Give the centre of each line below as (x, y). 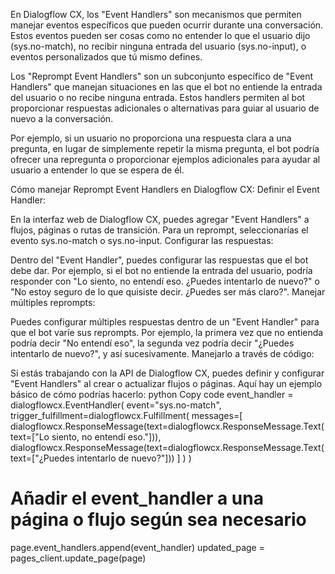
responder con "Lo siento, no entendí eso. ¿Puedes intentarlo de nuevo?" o (165, 281)
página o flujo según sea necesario (158, 520)
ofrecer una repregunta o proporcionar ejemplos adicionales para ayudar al (165, 159)
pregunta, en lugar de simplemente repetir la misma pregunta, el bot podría (165, 148)
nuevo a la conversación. (62, 118)
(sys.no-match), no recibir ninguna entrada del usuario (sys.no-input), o (158, 46)
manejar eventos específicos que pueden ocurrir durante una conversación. (167, 25)
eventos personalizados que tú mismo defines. (106, 57)
